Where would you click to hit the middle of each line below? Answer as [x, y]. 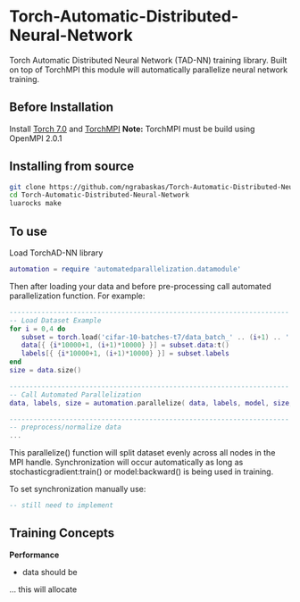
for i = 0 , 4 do [37, 329]
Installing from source [72, 167]
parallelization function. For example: [77, 296]
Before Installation [62, 108]
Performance [34, 555]
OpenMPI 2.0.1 [36, 138]
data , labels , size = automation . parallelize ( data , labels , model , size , [151, 403]
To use [28, 231]
